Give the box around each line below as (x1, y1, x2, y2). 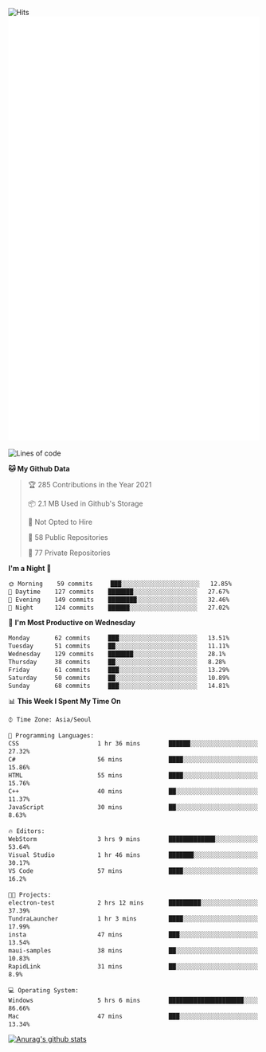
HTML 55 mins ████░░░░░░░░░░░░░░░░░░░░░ (8, 771, 259, 780)
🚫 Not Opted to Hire (27, 517, 93, 526)
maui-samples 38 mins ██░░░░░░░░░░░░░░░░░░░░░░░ (8, 946, 259, 955)
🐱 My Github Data (8, 463, 70, 473)
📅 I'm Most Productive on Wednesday (8, 617, 135, 627)
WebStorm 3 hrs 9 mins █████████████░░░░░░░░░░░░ (8, 835, 259, 843)
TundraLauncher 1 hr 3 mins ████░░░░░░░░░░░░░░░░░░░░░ (8, 914, 259, 923)
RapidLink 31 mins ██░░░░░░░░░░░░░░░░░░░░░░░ (8, 962, 259, 971)
